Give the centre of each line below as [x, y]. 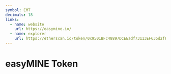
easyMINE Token [42, 64]
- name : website [27, 24]
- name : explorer [28, 34]
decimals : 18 [19, 15]
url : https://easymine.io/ [43, 29]
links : [12, 19]
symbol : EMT [18, 10]
